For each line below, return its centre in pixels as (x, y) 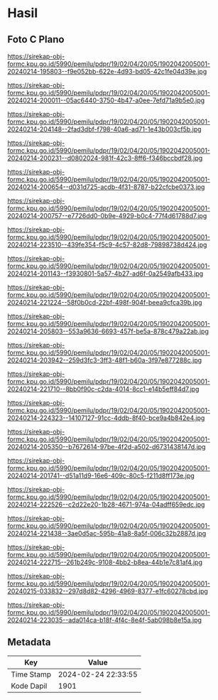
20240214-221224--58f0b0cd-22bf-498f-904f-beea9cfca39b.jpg (105, 302)
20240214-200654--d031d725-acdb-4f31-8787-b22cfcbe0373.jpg (106, 187)
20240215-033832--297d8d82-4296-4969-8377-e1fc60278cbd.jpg (108, 591)
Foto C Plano (36, 39)
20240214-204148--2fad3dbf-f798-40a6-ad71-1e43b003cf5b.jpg (104, 129)
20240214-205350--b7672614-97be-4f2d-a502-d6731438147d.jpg (107, 447)
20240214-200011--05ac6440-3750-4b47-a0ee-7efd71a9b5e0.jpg (106, 100)
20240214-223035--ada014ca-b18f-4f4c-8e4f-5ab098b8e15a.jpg (105, 620)
